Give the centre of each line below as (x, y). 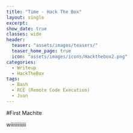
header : (16, 40)
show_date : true (26, 29)
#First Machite (24, 113)
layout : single (25, 17)
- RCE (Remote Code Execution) (51, 90)
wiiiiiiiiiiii (16, 125)
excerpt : (17, 23)
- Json (20, 96)
